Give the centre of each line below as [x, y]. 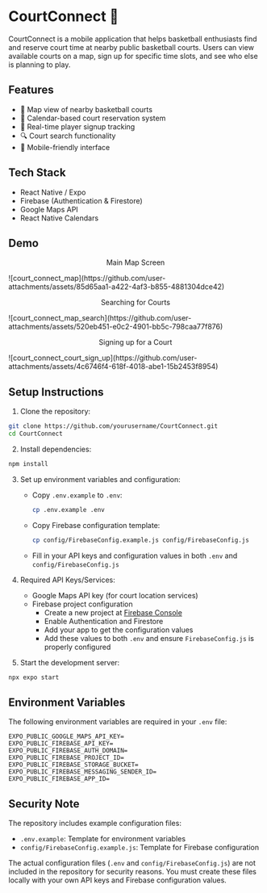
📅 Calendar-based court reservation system [93, 118]
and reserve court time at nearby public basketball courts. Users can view [131, 47]
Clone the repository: [55, 412]
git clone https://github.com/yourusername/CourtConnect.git [113, 426]
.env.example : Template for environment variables [103, 839]
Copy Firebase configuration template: [96, 525]
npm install [28, 463]
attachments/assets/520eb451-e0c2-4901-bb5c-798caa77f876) [116, 327]
